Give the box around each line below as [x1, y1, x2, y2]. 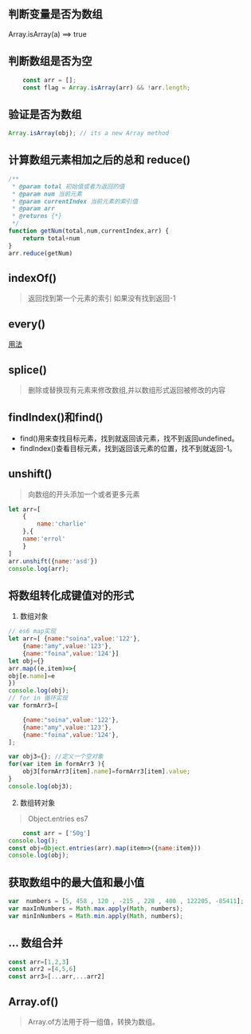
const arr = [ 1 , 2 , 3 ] [8, 957, 69, 966]
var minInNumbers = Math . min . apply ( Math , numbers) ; [8, 912, 183, 920]
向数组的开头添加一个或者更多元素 [27, 489, 140, 499]
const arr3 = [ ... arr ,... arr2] [8, 973, 105, 981]
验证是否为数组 [8, 107, 82, 121]
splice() [8, 362, 48, 377]
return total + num [22, 234, 80, 242]
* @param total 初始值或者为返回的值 [11, 182, 125, 190]
